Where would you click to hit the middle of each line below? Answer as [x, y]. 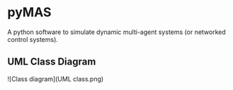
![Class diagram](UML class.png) [56, 79]
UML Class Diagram [52, 62]
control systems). [33, 39]
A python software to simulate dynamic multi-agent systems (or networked [117, 32]
